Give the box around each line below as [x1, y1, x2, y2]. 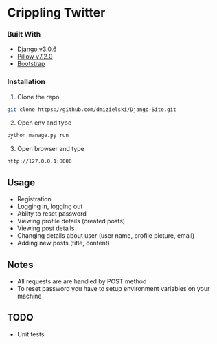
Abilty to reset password [16, 210, 87, 218]
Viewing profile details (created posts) [16, 217, 126, 225]
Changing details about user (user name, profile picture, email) [16, 232, 195, 240]
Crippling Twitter [7, 5, 106, 21]
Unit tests [16, 330, 45, 338]
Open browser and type [16, 144, 84, 152]
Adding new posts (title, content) [16, 239, 110, 247]
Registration [16, 195, 52, 203]
